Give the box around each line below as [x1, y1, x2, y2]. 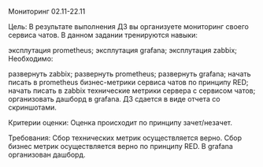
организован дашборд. [8, 150, 86, 159]
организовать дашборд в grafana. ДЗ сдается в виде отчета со [8, 95, 220, 103]
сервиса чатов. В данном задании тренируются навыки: [8, 31, 198, 39]
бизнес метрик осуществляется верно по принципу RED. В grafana [8, 142, 234, 150]
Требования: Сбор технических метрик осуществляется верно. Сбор [8, 133, 243, 143]
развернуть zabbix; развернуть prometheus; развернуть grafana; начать [8, 69, 251, 78]
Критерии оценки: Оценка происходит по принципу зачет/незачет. [8, 118, 232, 127]
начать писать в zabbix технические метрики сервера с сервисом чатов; [8, 86, 256, 95]
